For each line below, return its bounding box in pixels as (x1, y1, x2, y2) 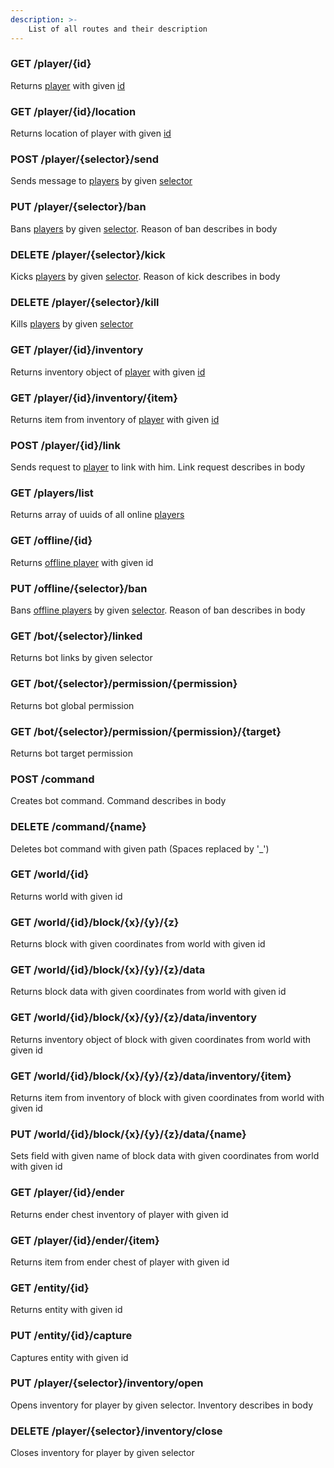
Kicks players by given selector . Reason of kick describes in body (10, 270, 281, 282)
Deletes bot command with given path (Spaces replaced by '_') (10, 842, 270, 855)
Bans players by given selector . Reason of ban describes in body (10, 222, 278, 235)
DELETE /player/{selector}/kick (10, 247, 166, 261)
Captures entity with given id (10, 1351, 129, 1363)
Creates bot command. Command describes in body (10, 795, 227, 807)
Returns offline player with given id (10, 556, 154, 568)
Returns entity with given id (10, 1304, 123, 1316)
